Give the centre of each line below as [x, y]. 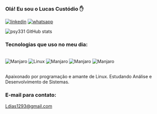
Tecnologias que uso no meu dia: [46, 44]
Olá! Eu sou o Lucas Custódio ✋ [45, 9]
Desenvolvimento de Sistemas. [37, 82]
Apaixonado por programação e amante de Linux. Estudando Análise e [79, 77]
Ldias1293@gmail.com [29, 106]
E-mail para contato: [31, 95]
